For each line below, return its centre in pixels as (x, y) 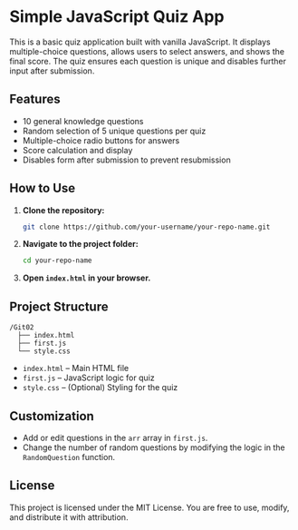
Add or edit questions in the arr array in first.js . (115, 437)
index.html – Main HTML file (76, 368)
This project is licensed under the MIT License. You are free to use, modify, (149, 507)
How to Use (43, 188)
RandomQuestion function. (69, 456)
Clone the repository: (63, 210)
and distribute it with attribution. (69, 517)
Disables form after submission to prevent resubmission (126, 160)
